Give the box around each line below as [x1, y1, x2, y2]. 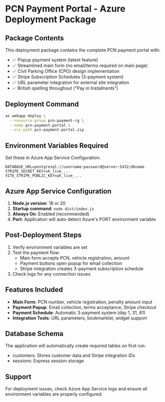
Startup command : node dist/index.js [12, 205, 94, 211]
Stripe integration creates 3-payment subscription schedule [20, 265, 144, 272]
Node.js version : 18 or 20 [12, 200, 66, 206]
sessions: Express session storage [12, 358, 84, 364]
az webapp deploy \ [5, 113, 46, 118]
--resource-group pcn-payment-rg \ [10, 118, 84, 123]
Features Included [5, 285, 63, 294]
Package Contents [5, 34, 64, 42]
